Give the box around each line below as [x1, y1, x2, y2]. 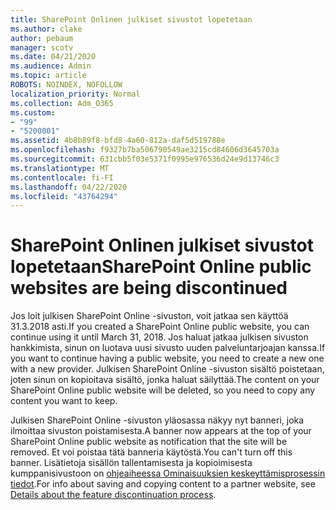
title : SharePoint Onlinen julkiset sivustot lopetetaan [10, 14, 253, 25]
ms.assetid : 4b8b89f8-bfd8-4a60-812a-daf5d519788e [10, 136, 226, 146]
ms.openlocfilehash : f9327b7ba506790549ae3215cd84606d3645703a [10, 145, 280, 155]
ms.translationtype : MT [10, 163, 110, 173]
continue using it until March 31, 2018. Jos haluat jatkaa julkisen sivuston [10, 331, 309, 343]
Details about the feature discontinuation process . [10, 489, 217, 501]
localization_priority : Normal [10, 89, 141, 99]
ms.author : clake [10, 24, 83, 34]
